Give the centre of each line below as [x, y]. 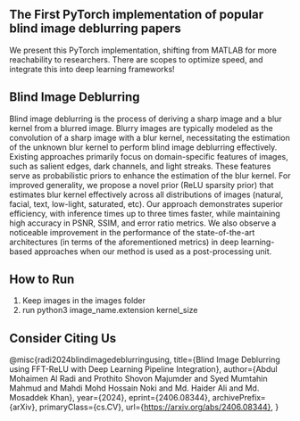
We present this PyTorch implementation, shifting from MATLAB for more [143, 50]
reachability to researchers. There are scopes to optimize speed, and [136, 59]
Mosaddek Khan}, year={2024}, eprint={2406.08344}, [110, 398]
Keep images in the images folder [83, 301]
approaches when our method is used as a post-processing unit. [153, 251]
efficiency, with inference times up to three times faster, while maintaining [145, 213]
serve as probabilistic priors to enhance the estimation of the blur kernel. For [150, 175]
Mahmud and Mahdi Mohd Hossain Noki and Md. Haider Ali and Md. [134, 388]
